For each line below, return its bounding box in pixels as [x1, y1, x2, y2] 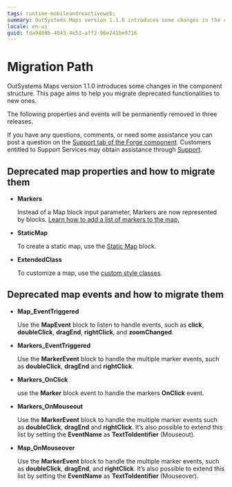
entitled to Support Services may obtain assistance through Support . [7, 146, 202, 154]
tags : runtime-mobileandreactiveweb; [7, 10, 116, 17]
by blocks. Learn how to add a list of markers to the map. [17, 216, 180, 223]
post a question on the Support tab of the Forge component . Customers [7, 138, 212, 146]
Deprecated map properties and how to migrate [7, 165, 215, 177]
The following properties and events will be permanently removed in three [7, 110, 217, 118]
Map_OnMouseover [17, 443, 75, 452]
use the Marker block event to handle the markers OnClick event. [17, 388, 205, 397]
